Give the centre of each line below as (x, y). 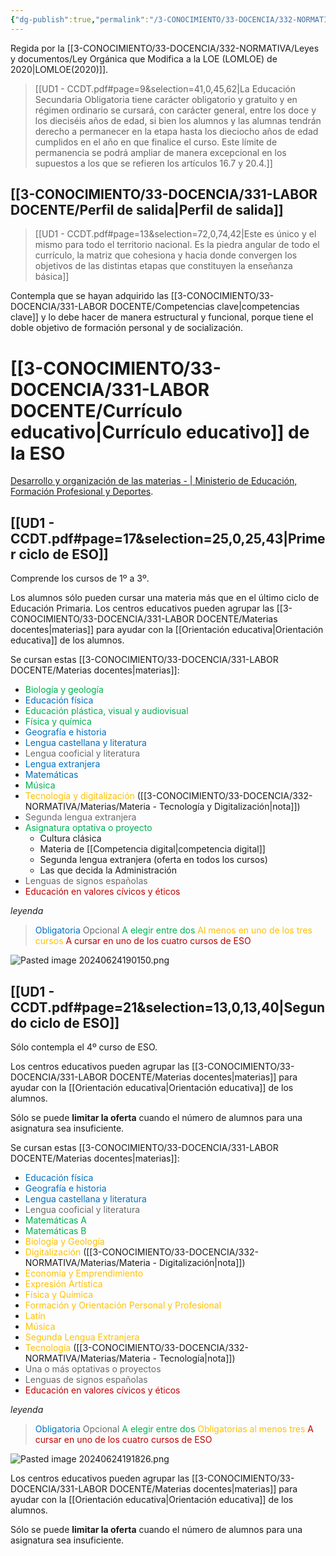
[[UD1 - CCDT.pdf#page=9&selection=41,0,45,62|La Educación (165, 88)
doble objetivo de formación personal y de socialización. (127, 328)
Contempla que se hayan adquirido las (89, 296)
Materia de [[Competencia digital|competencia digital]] (152, 849)
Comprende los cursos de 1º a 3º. (80, 578)
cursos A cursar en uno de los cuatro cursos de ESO (143, 941)
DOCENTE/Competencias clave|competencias (204, 307)
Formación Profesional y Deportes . (82, 492)
